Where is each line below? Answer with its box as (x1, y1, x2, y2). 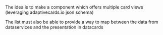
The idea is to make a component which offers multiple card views (5, 4, 143, 10)
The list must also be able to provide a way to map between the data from (5, 19, 158, 25)
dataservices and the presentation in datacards (5, 24, 103, 30)
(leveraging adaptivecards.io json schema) (5, 9, 94, 15)
